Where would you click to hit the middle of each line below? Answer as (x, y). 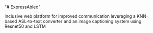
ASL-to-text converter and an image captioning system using (80, 21)
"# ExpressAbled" (23, 7)
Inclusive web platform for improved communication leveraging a (70, 16)
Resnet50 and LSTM (25, 26)
